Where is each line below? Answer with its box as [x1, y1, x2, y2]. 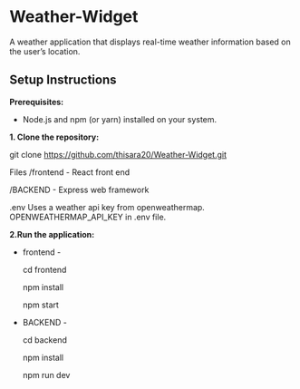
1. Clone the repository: [9, 131, 100, 142]
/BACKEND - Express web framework [9, 184, 150, 195]
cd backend [22, 334, 68, 345]
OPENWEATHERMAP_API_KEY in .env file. [9, 211, 167, 222]
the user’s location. [9, 45, 81, 56]
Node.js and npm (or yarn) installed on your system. [22, 113, 218, 124]
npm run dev [22, 369, 71, 380]
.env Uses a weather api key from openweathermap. [9, 201, 206, 212]
